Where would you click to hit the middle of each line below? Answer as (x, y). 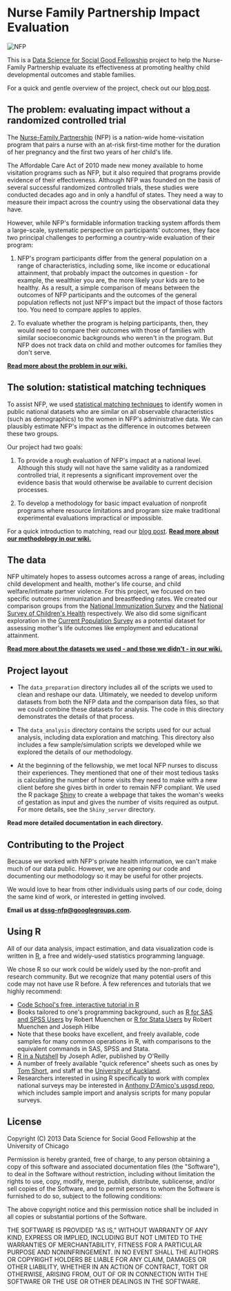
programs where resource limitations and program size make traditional (119, 510)
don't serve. (34, 352)
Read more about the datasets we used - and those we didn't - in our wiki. (115, 649)
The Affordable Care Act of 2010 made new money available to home (105, 165)
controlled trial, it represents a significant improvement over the (107, 475)
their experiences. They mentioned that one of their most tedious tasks (118, 773)
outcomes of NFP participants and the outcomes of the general (107, 294)
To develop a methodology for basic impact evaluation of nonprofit (112, 503)
